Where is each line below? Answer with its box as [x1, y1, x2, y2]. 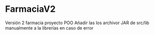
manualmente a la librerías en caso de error [5, 25, 94, 31]
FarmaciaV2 [5, 3, 56, 15]
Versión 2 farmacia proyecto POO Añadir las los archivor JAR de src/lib [5, 20, 150, 26]
